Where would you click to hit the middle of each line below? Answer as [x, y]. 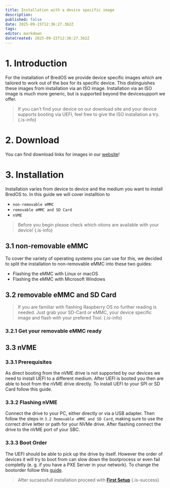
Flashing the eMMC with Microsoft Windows [59, 279]
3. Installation [35, 174]
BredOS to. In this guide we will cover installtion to [58, 194]
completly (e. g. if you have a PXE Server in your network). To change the [82, 465]
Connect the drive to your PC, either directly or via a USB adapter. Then [80, 413]
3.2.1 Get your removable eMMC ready [54, 331]
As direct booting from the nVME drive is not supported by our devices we [83, 373]
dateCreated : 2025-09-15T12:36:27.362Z [47, 39]
